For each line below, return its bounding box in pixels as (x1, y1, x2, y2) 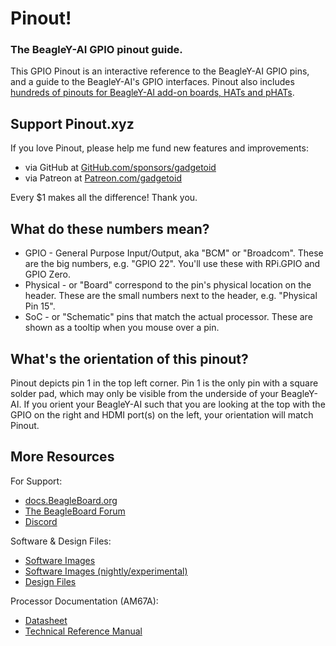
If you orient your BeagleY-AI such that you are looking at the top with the (23, 398, 326, 410)
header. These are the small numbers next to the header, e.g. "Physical (24, 290, 318, 302)
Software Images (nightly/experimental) (24, 565, 188, 577)
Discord (24, 515, 58, 527)
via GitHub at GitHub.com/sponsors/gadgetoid (24, 162, 217, 174)
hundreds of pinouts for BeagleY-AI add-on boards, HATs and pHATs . (10, 87, 295, 99)
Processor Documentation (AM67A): (10, 595, 159, 607)
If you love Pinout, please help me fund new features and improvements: (10, 142, 309, 154)
